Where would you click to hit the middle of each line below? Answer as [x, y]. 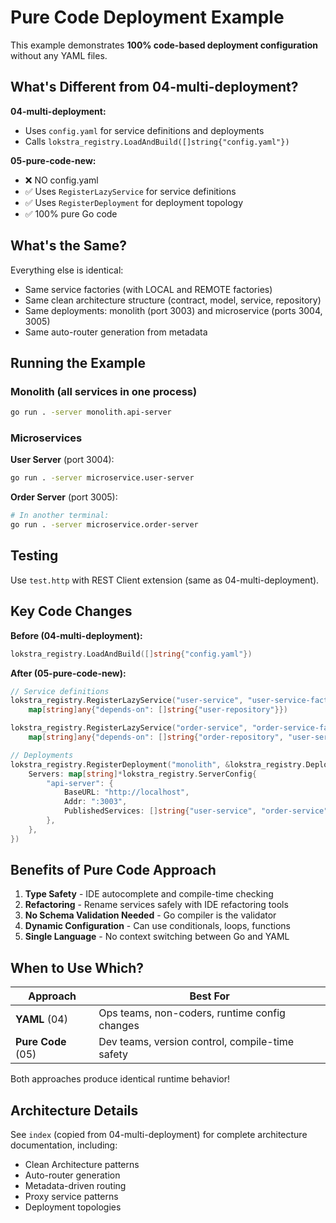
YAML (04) [41, 1019]
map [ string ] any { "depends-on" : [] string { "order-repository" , [156, 737]
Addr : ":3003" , [95, 802]
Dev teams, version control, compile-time [196, 1042]
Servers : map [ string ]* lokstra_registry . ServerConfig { [142, 774]
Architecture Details [74, 1110]
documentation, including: [64, 1145]
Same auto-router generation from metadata [116, 332]
